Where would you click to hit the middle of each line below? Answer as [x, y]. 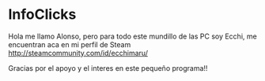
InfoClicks [42, 15]
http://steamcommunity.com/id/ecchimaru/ [78, 53]
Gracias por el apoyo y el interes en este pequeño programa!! [108, 68]
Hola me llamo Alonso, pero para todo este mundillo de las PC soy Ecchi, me [132, 36]
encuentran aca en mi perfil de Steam [70, 44]
